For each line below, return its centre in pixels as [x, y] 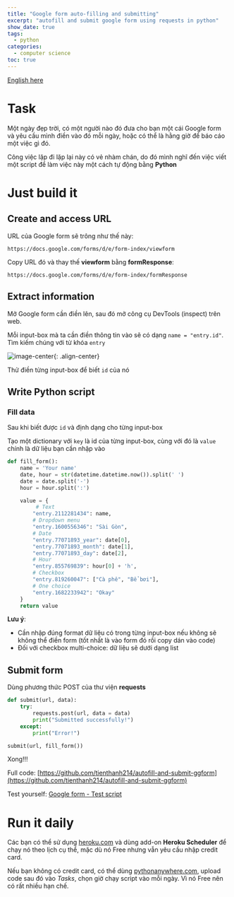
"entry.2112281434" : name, [72, 514]
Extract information [51, 297]
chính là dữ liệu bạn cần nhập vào [56, 449]
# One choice [52, 586]
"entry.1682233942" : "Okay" [74, 592]
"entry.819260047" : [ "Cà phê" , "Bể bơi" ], [96, 580]
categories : [25, 47]
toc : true [22, 60]
